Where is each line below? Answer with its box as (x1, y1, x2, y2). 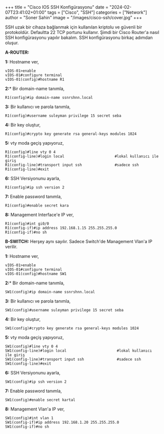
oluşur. (5, 40, 19, 46)
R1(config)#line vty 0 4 (5, 150, 56, 155)
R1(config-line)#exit (5, 167, 49, 172)
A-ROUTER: (5, 49, 29, 55)
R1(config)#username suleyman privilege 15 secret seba (5, 113, 121, 118)
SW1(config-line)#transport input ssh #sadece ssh (5, 357, 141, 362)
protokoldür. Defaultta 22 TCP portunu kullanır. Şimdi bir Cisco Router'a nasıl (5, 30, 160, 35)
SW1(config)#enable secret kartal (5, 398, 76, 403)
